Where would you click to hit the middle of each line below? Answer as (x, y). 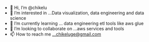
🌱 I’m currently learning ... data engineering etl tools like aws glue (77, 23)
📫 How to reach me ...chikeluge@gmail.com (55, 34)
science (18, 18)
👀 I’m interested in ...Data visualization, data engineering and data (77, 13)
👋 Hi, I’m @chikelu (28, 8)
